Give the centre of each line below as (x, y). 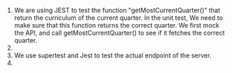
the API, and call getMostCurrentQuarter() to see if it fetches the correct (119, 33)
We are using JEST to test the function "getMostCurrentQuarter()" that (117, 10)
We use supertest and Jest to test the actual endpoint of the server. (112, 55)
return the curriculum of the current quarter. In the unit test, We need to (118, 18)
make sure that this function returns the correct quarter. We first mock (117, 25)
